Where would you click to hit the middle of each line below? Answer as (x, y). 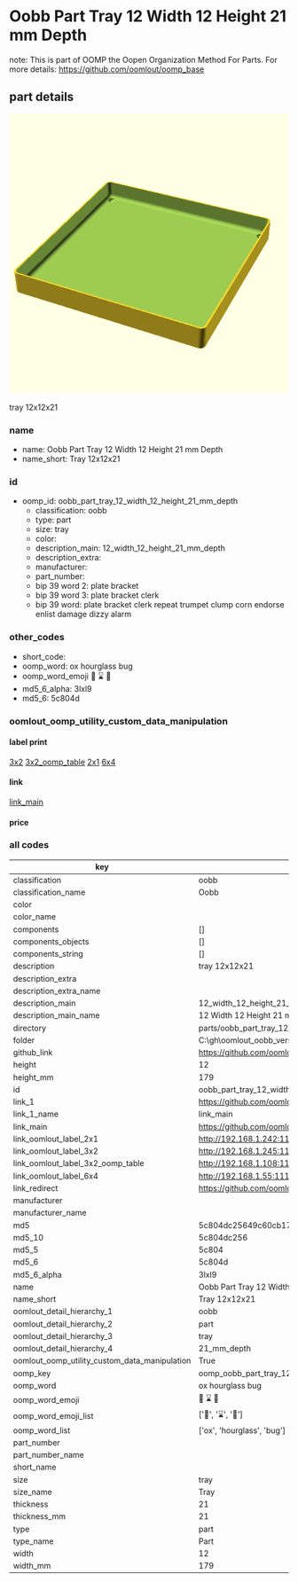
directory (30, 1028)
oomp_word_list (42, 1430)
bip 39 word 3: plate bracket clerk (97, 595)
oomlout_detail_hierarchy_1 (63, 1312)
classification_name (49, 892)
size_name (32, 1492)
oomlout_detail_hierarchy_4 (63, 1349)
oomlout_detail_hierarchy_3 (63, 1335)
